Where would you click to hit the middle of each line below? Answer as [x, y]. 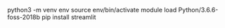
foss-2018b [24, 17]
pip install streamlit [69, 17]
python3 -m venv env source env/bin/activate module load [92, 10]
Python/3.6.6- [198, 10]
